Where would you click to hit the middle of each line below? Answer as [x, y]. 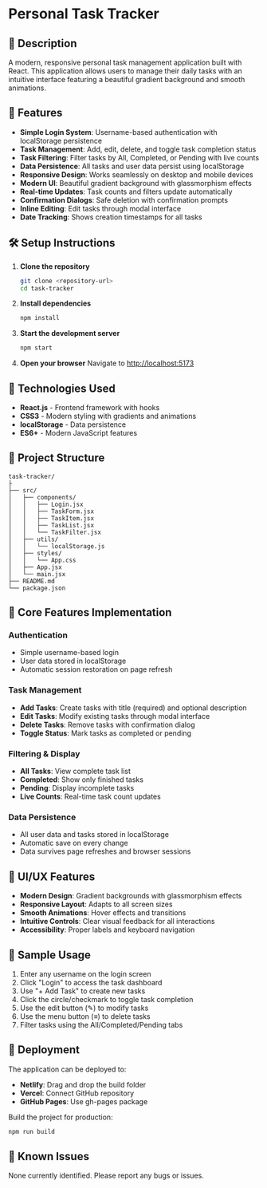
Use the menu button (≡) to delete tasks [85, 1016]
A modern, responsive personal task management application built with [125, 62]
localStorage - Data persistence [73, 424]
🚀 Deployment [44, 1050]
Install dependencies [55, 303]
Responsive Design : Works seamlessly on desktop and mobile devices [136, 174]
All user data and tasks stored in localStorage [94, 835]
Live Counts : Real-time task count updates [90, 797]
